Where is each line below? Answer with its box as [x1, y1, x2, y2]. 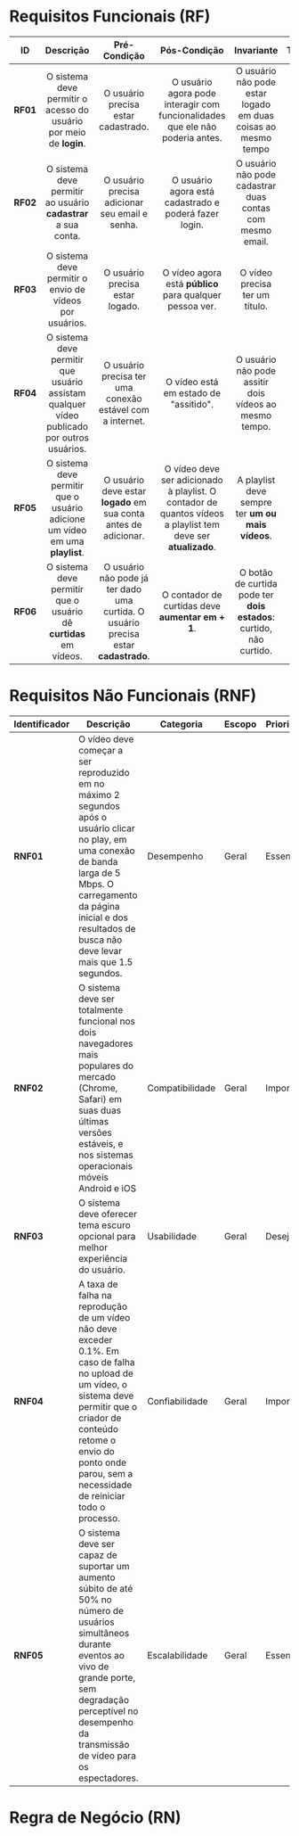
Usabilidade [146, 1230, 198, 1242]
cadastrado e [164, 196, 220, 209]
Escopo [223, 718, 257, 730]
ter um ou [235, 506, 278, 519]
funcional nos [78, 1015, 135, 1027]
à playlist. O [167, 484, 216, 497]
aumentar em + [158, 611, 225, 623]
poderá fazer [165, 207, 220, 219]
